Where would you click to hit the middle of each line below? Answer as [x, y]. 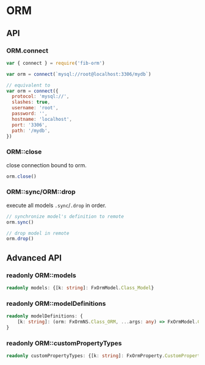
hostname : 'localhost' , [42, 119]
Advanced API [34, 258]
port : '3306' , [30, 125]
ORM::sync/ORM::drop [41, 192]
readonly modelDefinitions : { [45, 316]
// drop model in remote [38, 233]
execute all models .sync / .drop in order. [56, 205]
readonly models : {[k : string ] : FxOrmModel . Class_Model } [80, 288]
